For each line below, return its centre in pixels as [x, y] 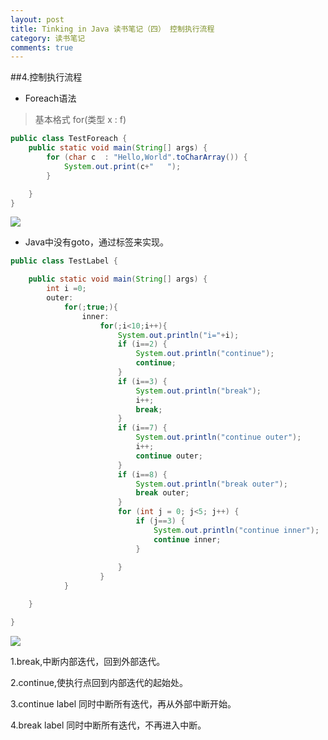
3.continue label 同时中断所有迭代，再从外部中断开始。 [123, 703]
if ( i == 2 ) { [142, 344]
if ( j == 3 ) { [160, 521]
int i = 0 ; [66, 289]
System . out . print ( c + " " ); [122, 166]
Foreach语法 [50, 98]
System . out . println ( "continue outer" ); [218, 437]
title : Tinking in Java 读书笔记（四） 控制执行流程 [112, 29]
